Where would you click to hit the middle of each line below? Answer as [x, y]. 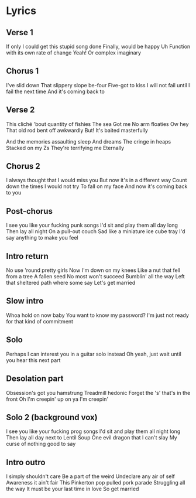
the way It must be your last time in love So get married [73, 489]
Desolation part [35, 379]
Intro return [27, 256]
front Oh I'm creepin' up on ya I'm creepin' [57, 399]
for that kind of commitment [40, 321]
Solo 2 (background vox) [52, 417]
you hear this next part [33, 360]
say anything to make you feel [42, 238]
